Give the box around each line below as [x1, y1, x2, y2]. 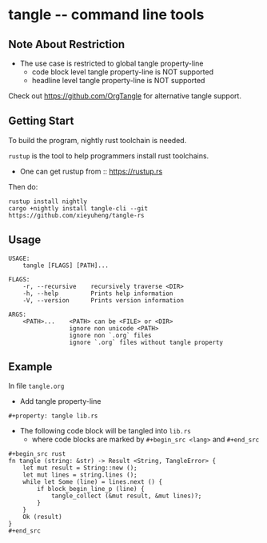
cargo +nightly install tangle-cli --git [8, 204, 149, 213]
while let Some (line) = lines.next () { [22, 478, 162, 486]
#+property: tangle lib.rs [8, 412, 98, 421]
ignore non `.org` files [69, 331, 152, 339]
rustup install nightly [8, 198, 88, 206]
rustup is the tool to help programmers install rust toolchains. [8, 150, 209, 161]
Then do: [8, 182, 38, 191]
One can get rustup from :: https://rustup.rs [19, 166, 163, 176]
